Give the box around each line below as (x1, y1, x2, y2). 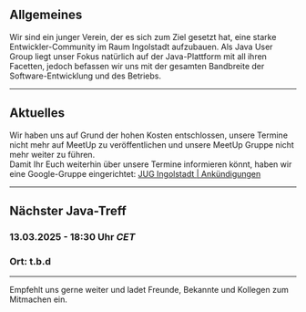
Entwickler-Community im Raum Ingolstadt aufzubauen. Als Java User (9, 41, 273, 52)
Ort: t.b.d (9, 255, 52, 267)
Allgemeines (9, 7, 83, 23)
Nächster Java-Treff (9, 203, 127, 219)
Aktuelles (9, 105, 66, 121)
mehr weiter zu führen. (9, 149, 96, 160)
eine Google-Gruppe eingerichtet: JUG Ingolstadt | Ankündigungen (9, 168, 261, 179)
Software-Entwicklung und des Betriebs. (9, 70, 162, 81)
